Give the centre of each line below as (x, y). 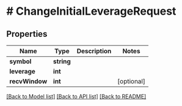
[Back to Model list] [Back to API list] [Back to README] (76, 97)
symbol (20, 61)
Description (94, 51)
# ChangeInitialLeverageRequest (91, 11)
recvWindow (28, 81)
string (62, 61)
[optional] (131, 81)
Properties (27, 34)
